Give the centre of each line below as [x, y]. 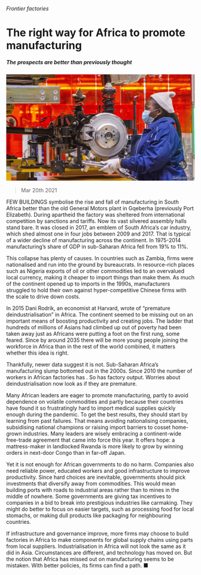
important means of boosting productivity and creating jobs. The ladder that [100, 321]
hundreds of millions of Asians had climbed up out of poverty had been [94, 327]
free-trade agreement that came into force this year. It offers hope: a [91, 440]
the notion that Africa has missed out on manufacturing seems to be [90, 559]
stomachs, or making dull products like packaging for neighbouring [89, 516]
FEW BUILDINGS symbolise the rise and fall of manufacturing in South [93, 202]
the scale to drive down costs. [43, 297]
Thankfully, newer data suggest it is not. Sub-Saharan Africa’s [82, 365]
